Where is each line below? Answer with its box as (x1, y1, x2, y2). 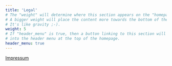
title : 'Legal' (5, 7, 38, 13)
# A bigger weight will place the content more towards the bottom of (5, 17, 159, 22)
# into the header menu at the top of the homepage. (5, 36, 120, 41)
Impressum (5, 55, 29, 61)
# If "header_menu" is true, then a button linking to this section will (5, 31, 166, 36)
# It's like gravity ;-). (5, 21, 60, 27)
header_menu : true (5, 41, 45, 46)
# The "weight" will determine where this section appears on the (5, 12, 150, 17)
